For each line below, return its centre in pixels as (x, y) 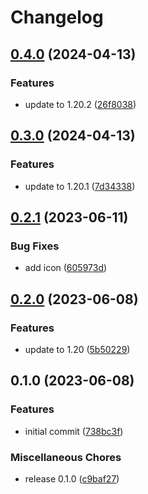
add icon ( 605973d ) (66, 268)
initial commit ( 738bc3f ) (74, 431)
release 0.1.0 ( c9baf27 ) (72, 478)
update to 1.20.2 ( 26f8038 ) (80, 104)
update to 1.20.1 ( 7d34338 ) (80, 186)
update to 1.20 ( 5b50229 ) (77, 349)
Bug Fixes (35, 246)
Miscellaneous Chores (66, 457)
